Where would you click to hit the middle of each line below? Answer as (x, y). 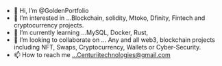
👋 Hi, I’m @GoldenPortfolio (51, 11)
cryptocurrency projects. (49, 25)
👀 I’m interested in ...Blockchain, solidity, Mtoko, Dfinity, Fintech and (109, 18)
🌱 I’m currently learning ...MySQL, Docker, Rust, (81, 32)
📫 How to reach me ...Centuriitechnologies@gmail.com (92, 55)
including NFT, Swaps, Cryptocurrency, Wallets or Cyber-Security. (107, 47)
